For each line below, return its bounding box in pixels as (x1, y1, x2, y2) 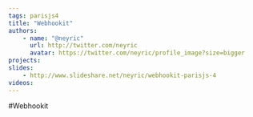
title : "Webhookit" (8, 19, 74, 27)
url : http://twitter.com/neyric (29, 42, 138, 50)
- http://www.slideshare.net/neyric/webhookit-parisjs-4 (22, 71, 217, 79)
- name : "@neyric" (22, 34, 84, 42)
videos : (8, 79, 34, 87)
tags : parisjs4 (8, 11, 59, 20)
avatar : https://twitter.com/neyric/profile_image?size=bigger (29, 49, 246, 57)
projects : (8, 57, 42, 65)
